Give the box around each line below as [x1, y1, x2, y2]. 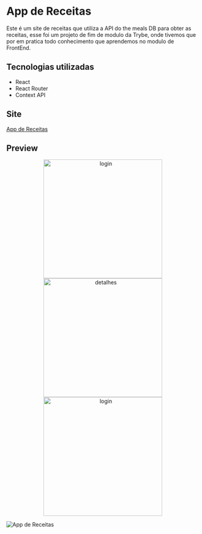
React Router [15, 85, 48, 92]
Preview [6, 143, 39, 153]
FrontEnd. [6, 44, 31, 51]
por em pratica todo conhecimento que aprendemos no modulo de [6, 37, 174, 45]
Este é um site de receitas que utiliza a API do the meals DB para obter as [6, 25, 192, 32]
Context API [15, 91, 46, 99]
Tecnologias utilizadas [6, 62, 94, 72]
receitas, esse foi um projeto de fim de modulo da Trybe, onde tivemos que [6, 31, 196, 38]
